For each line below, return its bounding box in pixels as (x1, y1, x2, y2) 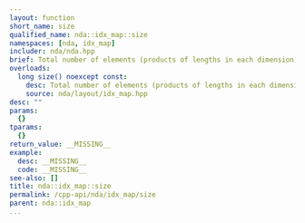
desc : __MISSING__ (17, 156, 88, 166)
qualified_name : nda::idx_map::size (9, 30, 148, 39)
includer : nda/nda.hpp (9, 47, 95, 56)
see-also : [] (9, 173, 59, 182)
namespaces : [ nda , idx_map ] (9, 38, 116, 48)
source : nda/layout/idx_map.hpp (25, 89, 148, 98)
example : (9, 148, 43, 157)
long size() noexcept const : (17, 73, 128, 82)
